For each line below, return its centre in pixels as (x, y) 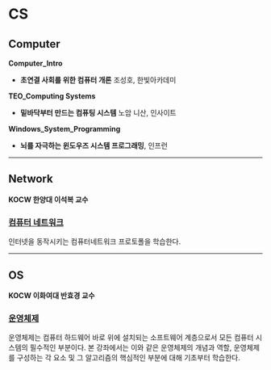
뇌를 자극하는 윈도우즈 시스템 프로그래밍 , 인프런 (94, 145)
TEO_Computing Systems (52, 96)
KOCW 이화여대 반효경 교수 (52, 295)
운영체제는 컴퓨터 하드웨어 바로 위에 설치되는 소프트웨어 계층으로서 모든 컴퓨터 (131, 338)
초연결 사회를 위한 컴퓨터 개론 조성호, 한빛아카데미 (98, 80)
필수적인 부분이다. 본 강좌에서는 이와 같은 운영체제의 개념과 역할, (131, 347)
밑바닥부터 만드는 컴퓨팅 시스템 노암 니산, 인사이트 (98, 113)
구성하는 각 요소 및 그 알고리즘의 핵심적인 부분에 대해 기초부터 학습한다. (128, 358)
